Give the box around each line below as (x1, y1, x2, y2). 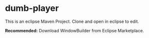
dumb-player (5, 3, 59, 14)
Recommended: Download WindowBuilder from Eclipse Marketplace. (5, 28, 144, 33)
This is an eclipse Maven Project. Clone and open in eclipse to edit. (5, 19, 139, 24)
